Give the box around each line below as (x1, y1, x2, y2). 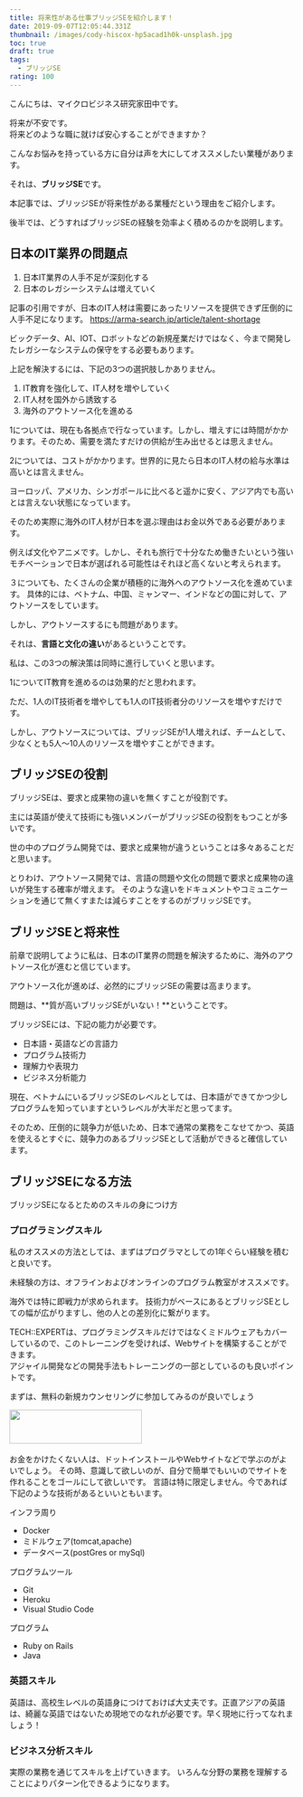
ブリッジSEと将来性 (9, 924, 120, 939)
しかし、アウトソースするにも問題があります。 (9, 619, 183, 630)
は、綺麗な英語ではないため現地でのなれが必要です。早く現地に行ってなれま (9, 1707, 294, 1719)
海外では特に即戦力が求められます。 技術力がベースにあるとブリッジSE (9, 1296, 274, 1307)
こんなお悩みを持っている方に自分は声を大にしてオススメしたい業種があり (9, 147, 287, 158)
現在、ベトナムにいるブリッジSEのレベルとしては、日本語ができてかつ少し (9, 1091, 289, 1102)
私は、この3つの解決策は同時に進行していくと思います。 (9, 657, 220, 668)
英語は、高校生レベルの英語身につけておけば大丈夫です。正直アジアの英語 (9, 1697, 286, 1707)
